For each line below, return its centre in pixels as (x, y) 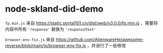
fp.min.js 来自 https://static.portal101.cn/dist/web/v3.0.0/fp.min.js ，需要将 (81, 23)
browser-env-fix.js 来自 (30, 39)
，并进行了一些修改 (107, 45)
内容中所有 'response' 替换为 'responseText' (51, 29)
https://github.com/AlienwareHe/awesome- (100, 39)
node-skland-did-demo (54, 9)
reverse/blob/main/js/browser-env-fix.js (46, 45)
